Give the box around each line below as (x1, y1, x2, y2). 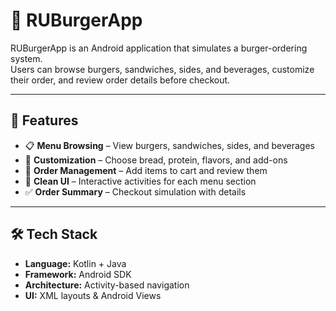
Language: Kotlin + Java (24, 257, 127, 269)
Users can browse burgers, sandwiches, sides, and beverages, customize (10, 63, 315, 75)
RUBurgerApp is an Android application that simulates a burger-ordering (10, 42, 308, 54)
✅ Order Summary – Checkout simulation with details (24, 185, 247, 198)
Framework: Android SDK (24, 268, 132, 280)
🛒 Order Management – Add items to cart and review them (24, 164, 268, 176)
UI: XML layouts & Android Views (24, 289, 162, 301)
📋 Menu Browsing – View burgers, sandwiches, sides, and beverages (24, 139, 315, 151)
